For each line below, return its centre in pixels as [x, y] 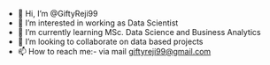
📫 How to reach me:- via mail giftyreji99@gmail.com [114, 51]
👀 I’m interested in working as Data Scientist [98, 23]
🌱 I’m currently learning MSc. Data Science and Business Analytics [139, 32]
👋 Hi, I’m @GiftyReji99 [58, 14]
